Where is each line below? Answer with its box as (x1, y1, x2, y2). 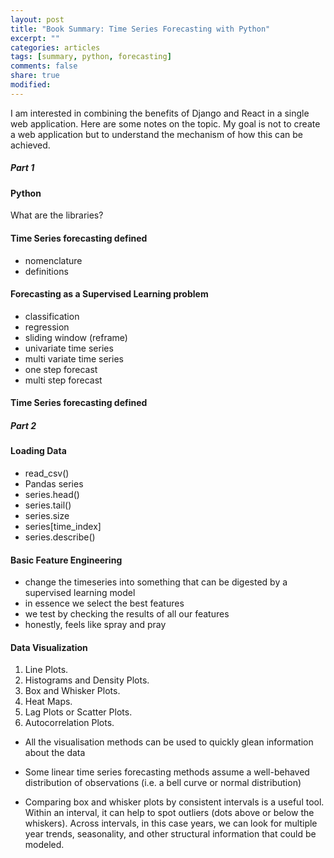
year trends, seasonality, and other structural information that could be (24, 828, 317, 840)
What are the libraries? (10, 209, 104, 221)
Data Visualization (10, 641, 88, 653)
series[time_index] (24, 520, 102, 532)
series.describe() (24, 531, 96, 543)
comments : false (10, 61, 78, 71)
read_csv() (24, 467, 70, 479)
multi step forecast (24, 374, 103, 386)
